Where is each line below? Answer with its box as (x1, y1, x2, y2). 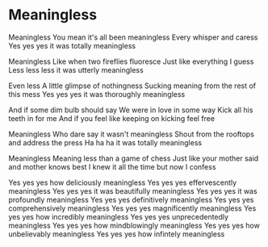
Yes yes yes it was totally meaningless (8, 40, 136, 50)
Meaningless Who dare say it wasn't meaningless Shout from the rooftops (8, 129, 254, 139)
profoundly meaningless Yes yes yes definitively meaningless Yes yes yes (8, 195, 254, 204)
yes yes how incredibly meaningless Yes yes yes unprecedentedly (8, 211, 228, 221)
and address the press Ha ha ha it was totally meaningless (8, 137, 203, 147)
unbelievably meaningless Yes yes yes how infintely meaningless (8, 228, 225, 239)
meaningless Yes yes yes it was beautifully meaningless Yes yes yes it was (8, 186, 258, 195)
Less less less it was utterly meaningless (8, 65, 144, 74)
